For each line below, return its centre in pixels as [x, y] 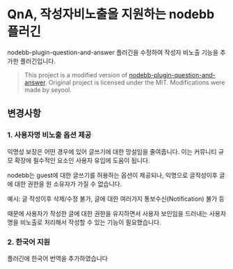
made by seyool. [48, 90]
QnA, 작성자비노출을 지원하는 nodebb [111, 14]
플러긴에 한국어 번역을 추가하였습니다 [57, 258]
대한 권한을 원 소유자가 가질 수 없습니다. [68, 184]
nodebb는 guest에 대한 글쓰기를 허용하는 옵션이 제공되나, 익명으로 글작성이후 [112, 175]
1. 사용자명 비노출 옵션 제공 [49, 135]
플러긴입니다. [38, 61]
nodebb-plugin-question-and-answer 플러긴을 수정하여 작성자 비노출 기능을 [113, 52]
